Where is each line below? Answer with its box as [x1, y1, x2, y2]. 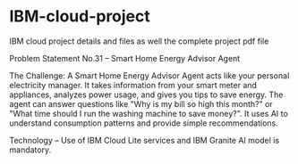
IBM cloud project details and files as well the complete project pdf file [9, 36, 269, 46]
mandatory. [9, 144, 52, 155]
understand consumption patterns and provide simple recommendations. [9, 118, 279, 128]
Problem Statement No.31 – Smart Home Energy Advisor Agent [9, 53, 241, 63]
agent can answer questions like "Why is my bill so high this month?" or [9, 98, 273, 109]
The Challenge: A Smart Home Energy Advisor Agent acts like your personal [9, 70, 290, 81]
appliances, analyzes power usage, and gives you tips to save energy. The [9, 89, 284, 100]
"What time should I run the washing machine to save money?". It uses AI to [9, 108, 288, 119]
